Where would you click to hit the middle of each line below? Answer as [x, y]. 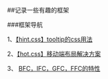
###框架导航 [25, 25]
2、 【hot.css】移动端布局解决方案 [54, 54]
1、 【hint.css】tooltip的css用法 [50, 39]
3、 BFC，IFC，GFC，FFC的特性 [54, 68]
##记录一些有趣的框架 [38, 10]
